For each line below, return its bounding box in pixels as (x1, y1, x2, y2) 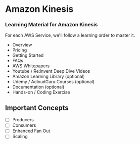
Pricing (12, 47, 27, 53)
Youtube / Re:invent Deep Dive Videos (12, 68, 91, 74)
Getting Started (12, 52, 44, 58)
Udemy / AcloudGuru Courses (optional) (12, 79, 95, 85)
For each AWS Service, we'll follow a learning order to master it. (5, 32, 135, 38)
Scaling (12, 134, 28, 140)
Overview (12, 42, 32, 48)
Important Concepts (5, 103, 69, 112)
